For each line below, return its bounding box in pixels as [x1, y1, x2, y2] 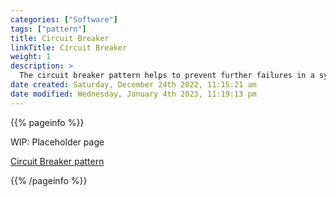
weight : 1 [10, 52, 52, 62]
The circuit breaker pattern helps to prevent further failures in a [19, 71, 315, 81]
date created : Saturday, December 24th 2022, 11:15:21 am [10, 80, 257, 90]
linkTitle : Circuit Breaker [10, 42, 128, 53]
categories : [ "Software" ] [10, 14, 118, 25]
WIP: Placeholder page [10, 136, 105, 148]
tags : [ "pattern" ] [10, 24, 87, 34]
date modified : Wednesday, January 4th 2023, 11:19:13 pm [10, 89, 257, 99]
